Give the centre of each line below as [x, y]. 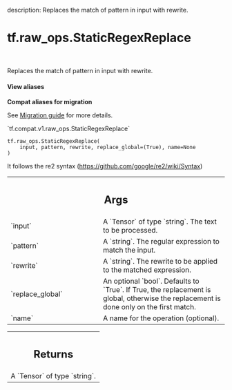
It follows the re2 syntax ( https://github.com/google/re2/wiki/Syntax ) [105, 166]
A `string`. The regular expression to [161, 241]
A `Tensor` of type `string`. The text [160, 222]
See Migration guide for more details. [60, 115]
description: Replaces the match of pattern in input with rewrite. [98, 10]
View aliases [26, 86]
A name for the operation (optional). [161, 318]
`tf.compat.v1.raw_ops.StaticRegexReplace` [68, 129]
